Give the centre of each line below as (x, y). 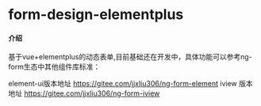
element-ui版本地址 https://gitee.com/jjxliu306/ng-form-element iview (123, 84)
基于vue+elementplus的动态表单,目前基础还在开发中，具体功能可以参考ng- (130, 57)
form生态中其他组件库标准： (54, 67)
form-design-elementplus (96, 15)
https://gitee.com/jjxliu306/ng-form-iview (92, 93)
